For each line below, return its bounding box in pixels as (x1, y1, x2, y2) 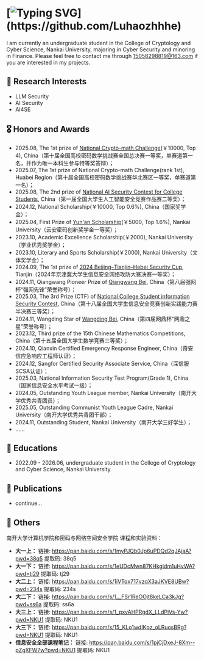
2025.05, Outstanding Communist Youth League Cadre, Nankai (15, 404, 174, 411)
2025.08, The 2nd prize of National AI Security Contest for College (15, 188, 183, 195)
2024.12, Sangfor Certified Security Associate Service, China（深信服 (15, 360, 189, 367)
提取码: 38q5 (44, 555, 77, 562)
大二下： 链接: (15, 593, 51, 600)
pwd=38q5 (15, 555, 43, 562)
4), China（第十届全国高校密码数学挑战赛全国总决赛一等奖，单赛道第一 (15, 151, 193, 159)
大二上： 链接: (15, 578, 51, 585)
